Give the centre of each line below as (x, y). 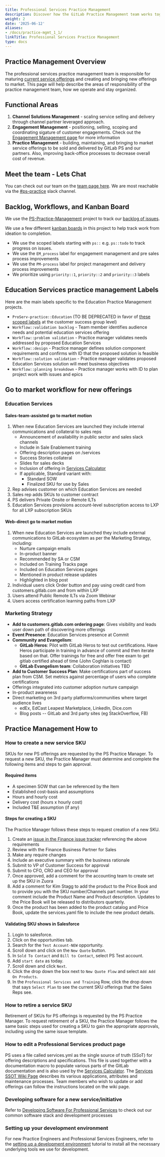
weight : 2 (15, 19)
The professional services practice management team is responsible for (78, 73)
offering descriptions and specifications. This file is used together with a (78, 1060)
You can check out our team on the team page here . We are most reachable (82, 186)
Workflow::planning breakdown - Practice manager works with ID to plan (85, 369)
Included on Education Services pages (59, 569)
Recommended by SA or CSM (50, 559)
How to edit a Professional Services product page (65, 1045)
